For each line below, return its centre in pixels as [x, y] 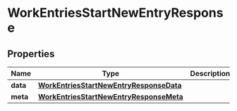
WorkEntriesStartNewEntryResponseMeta [110, 97]
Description [210, 73]
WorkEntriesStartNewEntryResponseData [110, 85]
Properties [31, 54]
